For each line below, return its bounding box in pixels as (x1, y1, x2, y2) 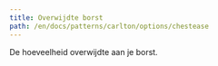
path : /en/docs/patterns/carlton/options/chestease (9, 22, 209, 31)
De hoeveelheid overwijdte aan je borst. (9, 46, 158, 57)
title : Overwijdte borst (9, 13, 104, 23)
